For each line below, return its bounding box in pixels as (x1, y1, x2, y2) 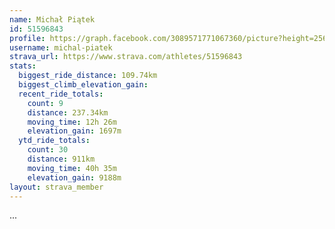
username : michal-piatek (9, 42, 113, 53)
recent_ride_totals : (18, 89, 104, 99)
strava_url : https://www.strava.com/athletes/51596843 (9, 52, 243, 62)
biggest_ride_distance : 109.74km (18, 71, 158, 81)
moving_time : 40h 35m (27, 163, 117, 173)
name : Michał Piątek (9, 14, 96, 25)
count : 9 (27, 98, 64, 108)
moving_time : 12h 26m (27, 117, 117, 127)
